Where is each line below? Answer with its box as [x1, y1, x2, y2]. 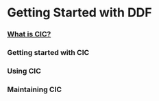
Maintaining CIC [7, 85, 62, 94]
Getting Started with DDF [7, 5, 152, 21]
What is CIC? [7, 30, 51, 39]
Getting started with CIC [7, 48, 90, 58]
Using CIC [7, 66, 41, 76]
